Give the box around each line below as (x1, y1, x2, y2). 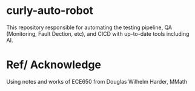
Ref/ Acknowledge (6, 58, 102, 72)
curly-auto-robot (6, 4, 94, 18)
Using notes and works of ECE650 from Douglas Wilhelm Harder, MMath (6, 78, 188, 85)
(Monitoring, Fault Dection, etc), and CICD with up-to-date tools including (6, 30, 190, 37)
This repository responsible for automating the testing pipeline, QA (6, 24, 173, 31)
